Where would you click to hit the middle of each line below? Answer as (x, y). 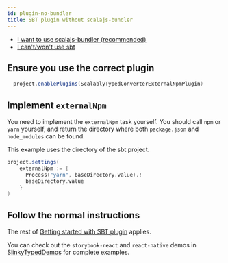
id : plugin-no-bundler (39, 13)
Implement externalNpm (57, 105)
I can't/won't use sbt (46, 47)
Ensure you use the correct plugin (81, 68)
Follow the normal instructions (74, 215)
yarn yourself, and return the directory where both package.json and (103, 129)
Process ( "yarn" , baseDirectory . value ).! (84, 175)
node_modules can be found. (46, 136)
